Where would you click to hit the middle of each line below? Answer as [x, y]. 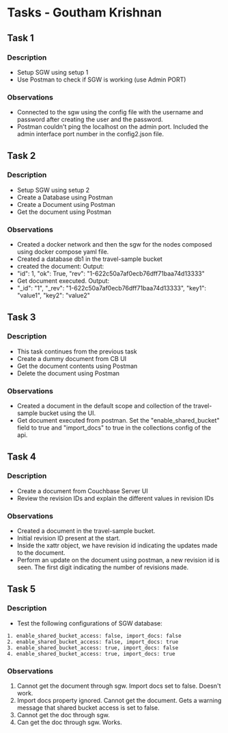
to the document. [41, 553]
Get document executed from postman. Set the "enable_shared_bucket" [118, 421]
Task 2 [22, 156]
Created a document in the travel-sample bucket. [86, 531]
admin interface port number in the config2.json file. [90, 134]
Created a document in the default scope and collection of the [104, 406]
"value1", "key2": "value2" [54, 295]
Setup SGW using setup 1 [53, 72]
